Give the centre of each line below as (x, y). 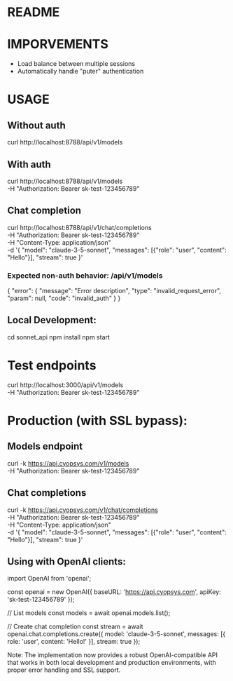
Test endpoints (52, 366)
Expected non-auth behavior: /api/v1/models (85, 276)
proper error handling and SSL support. (64, 670)
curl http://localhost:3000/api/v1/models (65, 385)
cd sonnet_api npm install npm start (59, 337)
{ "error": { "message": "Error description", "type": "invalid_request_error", (114, 291)
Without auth (36, 125)
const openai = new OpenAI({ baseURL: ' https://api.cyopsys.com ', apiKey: (114, 592)
